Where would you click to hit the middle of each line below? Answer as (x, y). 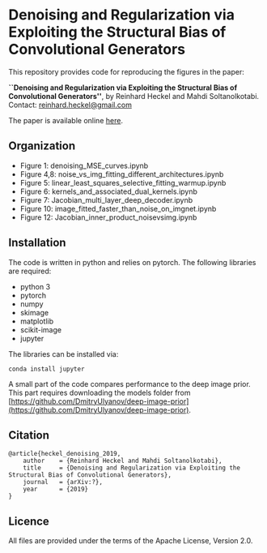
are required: (30, 271)
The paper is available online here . (66, 120)
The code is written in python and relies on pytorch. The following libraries (132, 262)
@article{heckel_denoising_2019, (65, 454)
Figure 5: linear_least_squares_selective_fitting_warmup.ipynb (123, 182)
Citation (29, 435)
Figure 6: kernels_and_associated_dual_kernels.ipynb (109, 191)
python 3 (35, 286)
